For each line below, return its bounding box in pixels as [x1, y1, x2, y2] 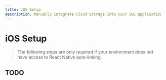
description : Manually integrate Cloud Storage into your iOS [5, 12, 136, 17]
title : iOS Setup [5, 7, 41, 12]
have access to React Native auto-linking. [17, 54, 102, 60]
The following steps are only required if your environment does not [17, 49, 154, 55]
